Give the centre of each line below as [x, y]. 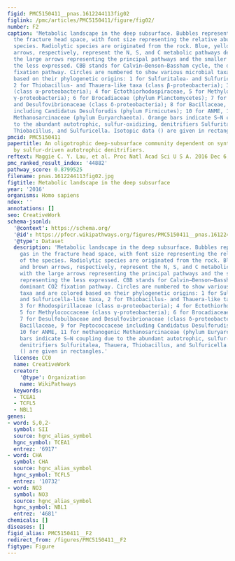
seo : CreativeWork [34, 215]
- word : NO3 [24, 488]
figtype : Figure [31, 546]
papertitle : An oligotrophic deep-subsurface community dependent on [111, 144]
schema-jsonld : [29, 221]
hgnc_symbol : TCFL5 [42, 475]
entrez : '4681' [36, 514]
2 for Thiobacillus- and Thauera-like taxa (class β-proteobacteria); [119, 85]
